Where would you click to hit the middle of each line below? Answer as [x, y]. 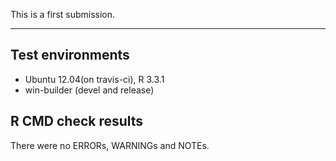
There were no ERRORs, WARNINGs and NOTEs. [110, 145]
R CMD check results [77, 121]
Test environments [70, 55]
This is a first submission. [63, 14]
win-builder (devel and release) [89, 90]
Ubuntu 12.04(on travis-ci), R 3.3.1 [94, 79]
